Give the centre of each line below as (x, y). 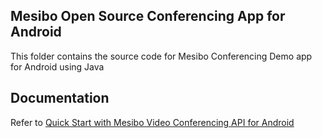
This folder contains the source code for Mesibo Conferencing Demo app (161, 56)
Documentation (60, 98)
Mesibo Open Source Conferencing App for (148, 16)
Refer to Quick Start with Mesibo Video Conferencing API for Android (152, 122)
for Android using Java (57, 66)
